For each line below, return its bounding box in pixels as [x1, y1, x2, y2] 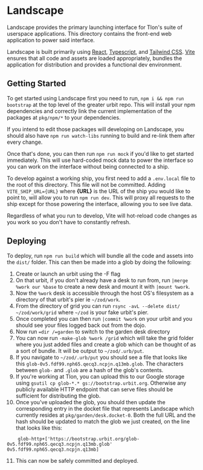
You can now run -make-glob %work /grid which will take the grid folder [15, 334, 194, 341]
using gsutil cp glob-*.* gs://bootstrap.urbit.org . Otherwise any [15, 379, 187, 387]
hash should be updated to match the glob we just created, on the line [15, 417, 190, 425]
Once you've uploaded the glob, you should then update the [15, 398, 166, 405]
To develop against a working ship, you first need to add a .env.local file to [7, 175, 196, 182]
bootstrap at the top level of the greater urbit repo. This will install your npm [7, 101, 196, 108]
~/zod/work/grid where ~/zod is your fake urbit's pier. [15, 309, 149, 316]
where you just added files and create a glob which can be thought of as [15, 341, 196, 348]
